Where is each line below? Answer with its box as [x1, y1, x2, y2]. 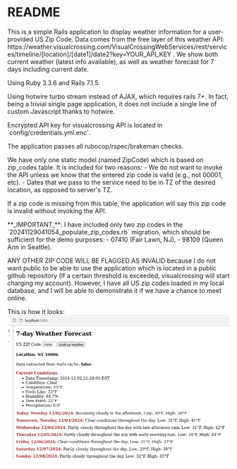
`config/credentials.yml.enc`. [7, 128, 91, 137]
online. [7, 294, 27, 302]
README [7, 4, 61, 20]
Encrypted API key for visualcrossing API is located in [7, 120, 163, 129]
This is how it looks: [7, 307, 65, 315]
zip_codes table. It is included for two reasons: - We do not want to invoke [7, 163, 223, 171]
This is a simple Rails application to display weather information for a [7, 27, 207, 36]
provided [7, 35, 34, 43]
